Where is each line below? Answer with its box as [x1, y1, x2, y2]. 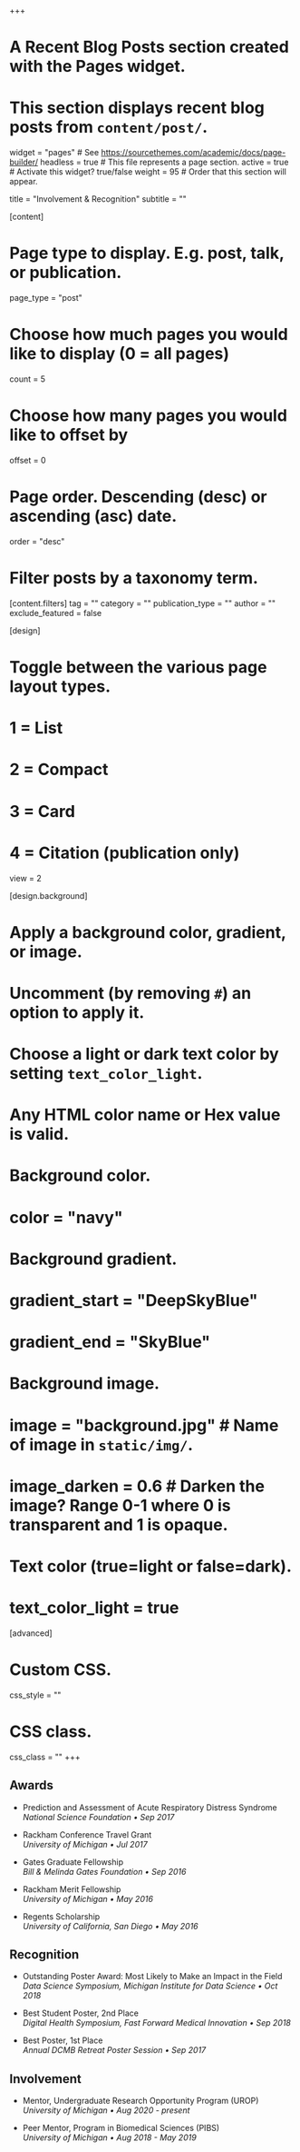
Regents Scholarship [22, 1910, 101, 1922]
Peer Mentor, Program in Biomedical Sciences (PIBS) [22, 2123, 220, 2134]
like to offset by [9, 424, 129, 445]
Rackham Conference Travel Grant [22, 1828, 152, 1840]
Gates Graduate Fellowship [22, 1856, 124, 1868]
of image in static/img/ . [9, 1434, 193, 1455]
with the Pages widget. [9, 56, 186, 77]
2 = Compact [9, 760, 109, 780]
